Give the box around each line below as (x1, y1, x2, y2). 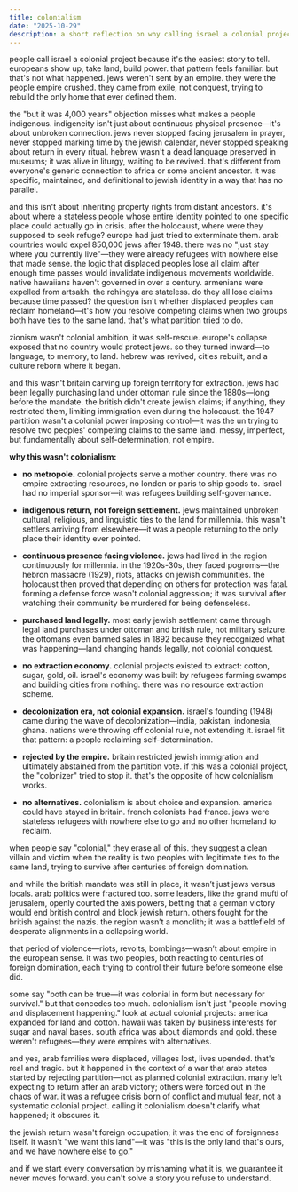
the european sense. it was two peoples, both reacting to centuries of (9, 953, 264, 964)
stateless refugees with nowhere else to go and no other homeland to (21, 816, 277, 827)
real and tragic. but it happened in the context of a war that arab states (9, 1063, 268, 1074)
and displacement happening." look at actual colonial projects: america (9, 1008, 269, 1019)
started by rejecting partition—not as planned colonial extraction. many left (9, 1072, 283, 1083)
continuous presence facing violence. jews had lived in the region (21, 550, 268, 561)
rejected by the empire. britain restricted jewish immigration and (21, 752, 259, 763)
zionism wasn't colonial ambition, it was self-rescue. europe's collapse (9, 332, 268, 343)
